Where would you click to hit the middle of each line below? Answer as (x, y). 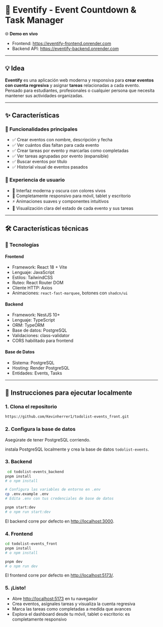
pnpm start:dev (20, 508)
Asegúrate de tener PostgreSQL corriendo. (48, 440)
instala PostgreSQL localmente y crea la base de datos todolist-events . (77, 449)
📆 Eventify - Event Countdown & (71, 10)
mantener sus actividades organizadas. (44, 95)
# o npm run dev (21, 566)
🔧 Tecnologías (22, 245)
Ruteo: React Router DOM (38, 283)
